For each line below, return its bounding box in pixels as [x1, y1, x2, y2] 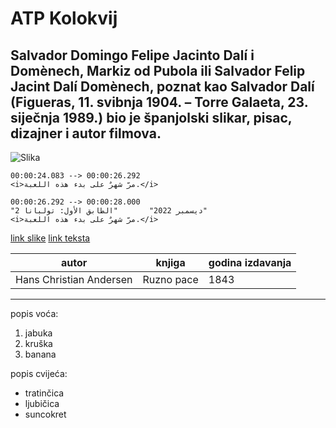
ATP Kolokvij [10, 7, 118, 30]
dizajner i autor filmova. [10, 125, 162, 142]
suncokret [24, 408, 67, 420]
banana [24, 348, 57, 360]
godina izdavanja [208, 256, 292, 269]
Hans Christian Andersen [15, 273, 133, 286]
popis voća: [10, 308, 59, 319]
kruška [24, 338, 53, 349]
